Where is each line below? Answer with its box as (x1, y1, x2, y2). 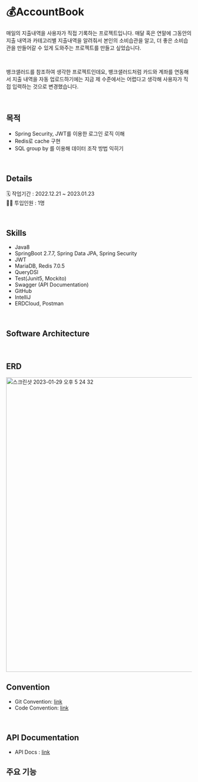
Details (6, 174, 32, 184)
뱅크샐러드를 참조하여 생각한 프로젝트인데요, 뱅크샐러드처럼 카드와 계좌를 (6, 68, 173, 75)
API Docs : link (14, 748, 50, 755)
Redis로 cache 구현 (14, 137, 61, 144)
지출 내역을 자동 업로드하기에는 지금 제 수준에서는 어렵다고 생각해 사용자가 (12, 75, 183, 83)
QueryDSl (14, 269, 38, 276)
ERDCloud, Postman (14, 300, 64, 307)
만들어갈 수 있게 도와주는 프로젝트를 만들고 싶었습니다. (16, 44, 141, 51)
